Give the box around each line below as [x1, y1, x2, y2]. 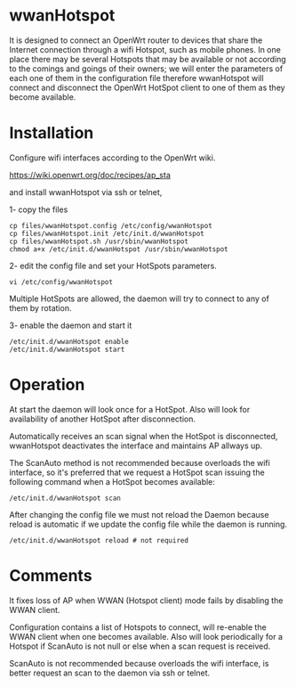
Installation [9, 123, 94, 143]
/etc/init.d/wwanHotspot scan [9, 494, 122, 503]
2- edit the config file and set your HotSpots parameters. [9, 260, 218, 271]
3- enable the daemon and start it [9, 320, 132, 331]
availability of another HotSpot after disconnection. [9, 413, 196, 424]
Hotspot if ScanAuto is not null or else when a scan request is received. [9, 641, 271, 651]
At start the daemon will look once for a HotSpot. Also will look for [9, 404, 251, 414]
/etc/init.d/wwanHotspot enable [9, 337, 129, 346]
